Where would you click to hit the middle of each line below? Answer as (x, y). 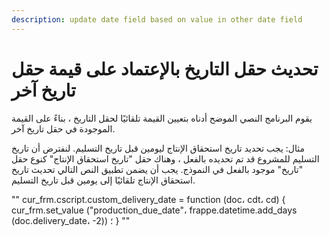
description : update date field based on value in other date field (157, 19)
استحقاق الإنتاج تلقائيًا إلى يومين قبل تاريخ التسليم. (103, 180)
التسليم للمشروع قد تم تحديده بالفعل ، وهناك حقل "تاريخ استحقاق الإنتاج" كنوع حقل (165, 158)
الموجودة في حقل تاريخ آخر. (63, 128)
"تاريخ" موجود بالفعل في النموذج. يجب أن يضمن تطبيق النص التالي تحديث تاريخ (157, 169)
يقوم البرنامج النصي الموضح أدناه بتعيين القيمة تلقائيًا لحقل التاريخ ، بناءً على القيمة (162, 118)
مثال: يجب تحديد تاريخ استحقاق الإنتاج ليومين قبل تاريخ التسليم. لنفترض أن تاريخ (158, 148)
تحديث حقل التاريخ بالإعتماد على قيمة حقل (165, 68)
